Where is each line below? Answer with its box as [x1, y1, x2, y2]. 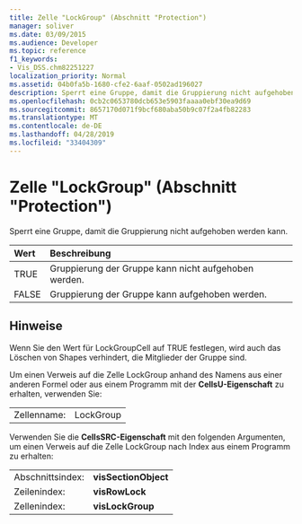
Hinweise [9, 319, 63, 334]
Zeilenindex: [13, 485, 66, 498]
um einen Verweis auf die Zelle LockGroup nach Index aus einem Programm [9, 441, 290, 451]
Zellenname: [13, 408, 66, 421]
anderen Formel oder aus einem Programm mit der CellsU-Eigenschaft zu [9, 379, 285, 389]
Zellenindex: [13, 500, 66, 512]
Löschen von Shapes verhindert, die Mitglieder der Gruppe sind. [9, 352, 247, 362]
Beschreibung [49, 247, 111, 259]
